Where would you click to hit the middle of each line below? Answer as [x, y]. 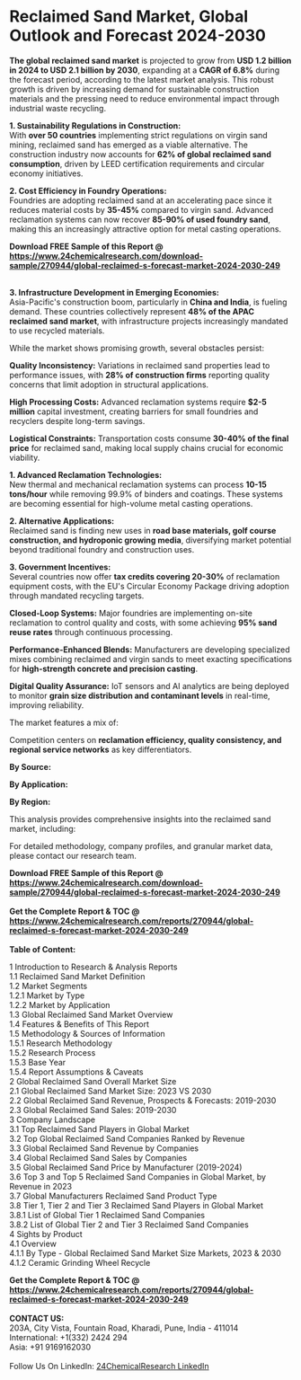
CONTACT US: [37, 1318]
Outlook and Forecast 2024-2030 [138, 35]
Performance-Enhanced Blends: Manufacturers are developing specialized [150, 650]
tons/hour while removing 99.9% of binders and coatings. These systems [146, 494]
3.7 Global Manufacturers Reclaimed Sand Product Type [113, 1196]
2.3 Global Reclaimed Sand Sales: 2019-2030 [93, 1110]
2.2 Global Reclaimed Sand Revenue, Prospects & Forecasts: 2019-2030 [143, 1100]
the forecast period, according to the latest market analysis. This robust [142, 79]
